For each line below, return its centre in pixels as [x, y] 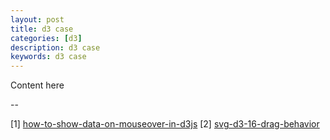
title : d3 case [42, 29]
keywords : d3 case [48, 57]
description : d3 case [55, 47]
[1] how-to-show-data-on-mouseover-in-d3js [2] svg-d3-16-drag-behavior [165, 124]
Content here [37, 85]
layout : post [37, 19]
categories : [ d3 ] [46, 38]
